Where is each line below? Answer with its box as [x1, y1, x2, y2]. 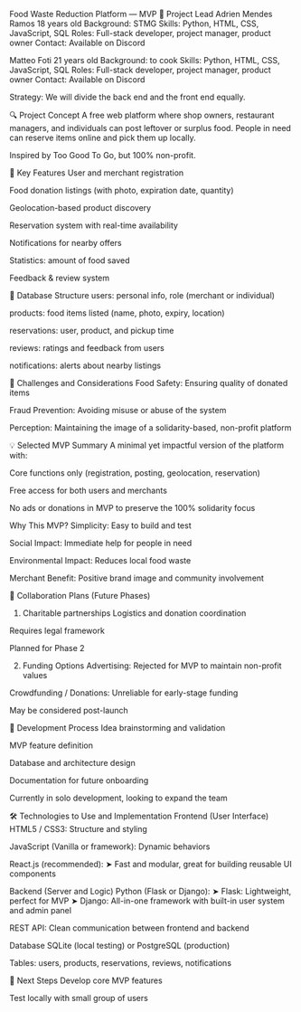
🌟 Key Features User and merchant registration [9, 167, 184, 178]
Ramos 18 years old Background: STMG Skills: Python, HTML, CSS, [9, 18, 259, 29]
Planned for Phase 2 [9, 643, 85, 653]
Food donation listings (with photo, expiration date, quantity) [9, 185, 234, 195]
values [22, 670, 48, 680]
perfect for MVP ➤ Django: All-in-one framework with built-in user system [9, 895, 285, 906]
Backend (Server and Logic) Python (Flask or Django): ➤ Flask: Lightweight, [9, 886, 292, 896]
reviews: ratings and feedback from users [9, 343, 165, 353]
